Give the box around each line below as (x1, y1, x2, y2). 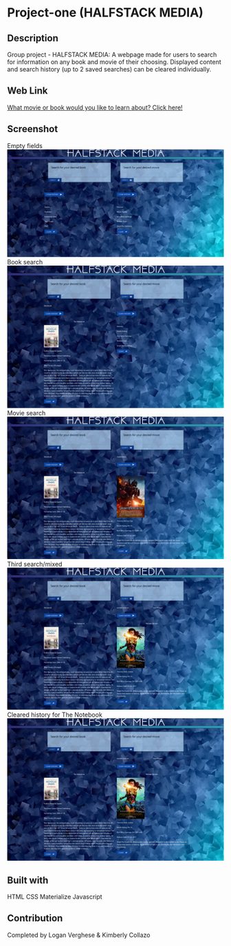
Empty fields (7, 141, 43, 149)
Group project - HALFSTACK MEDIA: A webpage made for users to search (7, 50, 217, 59)
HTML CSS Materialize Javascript (7, 892, 102, 901)
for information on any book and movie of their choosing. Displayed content (7, 58, 221, 66)
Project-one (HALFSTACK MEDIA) (7, 5, 204, 21)
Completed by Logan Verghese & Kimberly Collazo (7, 931, 151, 939)
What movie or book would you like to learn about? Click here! (7, 103, 184, 112)
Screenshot (7, 123, 58, 135)
